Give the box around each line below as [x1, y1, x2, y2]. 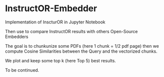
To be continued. [5, 67, 39, 73]
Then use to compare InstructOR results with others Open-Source [5, 28, 138, 34]
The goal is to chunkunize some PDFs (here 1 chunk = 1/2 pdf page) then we [5, 43, 159, 49]
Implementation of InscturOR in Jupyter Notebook [5, 19, 106, 25]
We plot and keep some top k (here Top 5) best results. [5, 58, 116, 63]
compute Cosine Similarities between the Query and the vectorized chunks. [5, 48, 158, 54]
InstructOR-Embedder [5, 3, 97, 14]
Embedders [5, 34, 28, 39]
